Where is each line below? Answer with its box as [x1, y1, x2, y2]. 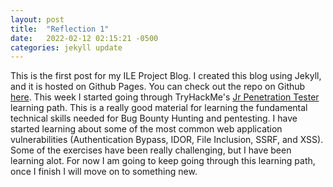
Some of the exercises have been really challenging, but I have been [10, 144, 292, 156]
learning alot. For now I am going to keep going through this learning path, [10, 155, 316, 167]
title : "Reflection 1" [10, 24, 110, 34]
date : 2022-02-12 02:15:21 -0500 [10, 33, 159, 43]
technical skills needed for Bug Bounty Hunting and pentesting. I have [10, 112, 298, 125]
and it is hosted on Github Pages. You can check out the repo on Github [10, 81, 306, 93]
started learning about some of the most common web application [10, 123, 283, 135]
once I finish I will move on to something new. [10, 166, 198, 178]
